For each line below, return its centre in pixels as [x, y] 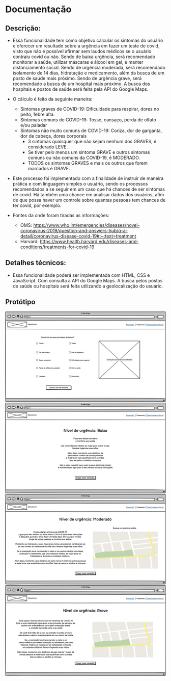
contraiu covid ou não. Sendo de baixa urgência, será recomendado [84, 57]
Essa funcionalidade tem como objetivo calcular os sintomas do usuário [88, 40]
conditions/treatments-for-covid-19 [57, 247]
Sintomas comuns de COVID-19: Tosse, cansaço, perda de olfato [88, 120]
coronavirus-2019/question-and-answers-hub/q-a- [74, 231]
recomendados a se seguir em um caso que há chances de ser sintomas [89, 189]
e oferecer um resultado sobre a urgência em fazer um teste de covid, [86, 46]
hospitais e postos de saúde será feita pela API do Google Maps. [80, 89]
